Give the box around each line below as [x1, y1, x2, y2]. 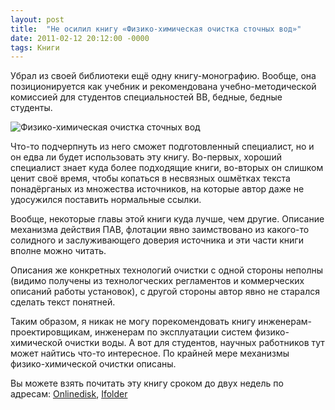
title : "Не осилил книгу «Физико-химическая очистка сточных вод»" [10, 24, 302, 34]
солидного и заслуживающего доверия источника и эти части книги [10, 234, 304, 246]
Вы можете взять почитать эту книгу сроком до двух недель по [10, 377, 284, 390]
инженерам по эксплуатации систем [94, 326, 253, 338]
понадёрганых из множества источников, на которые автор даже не [10, 183, 305, 195]
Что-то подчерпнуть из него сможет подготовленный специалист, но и [10, 141, 315, 153]
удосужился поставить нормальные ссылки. [10, 194, 202, 206]
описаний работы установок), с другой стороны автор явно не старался [10, 286, 320, 298]
